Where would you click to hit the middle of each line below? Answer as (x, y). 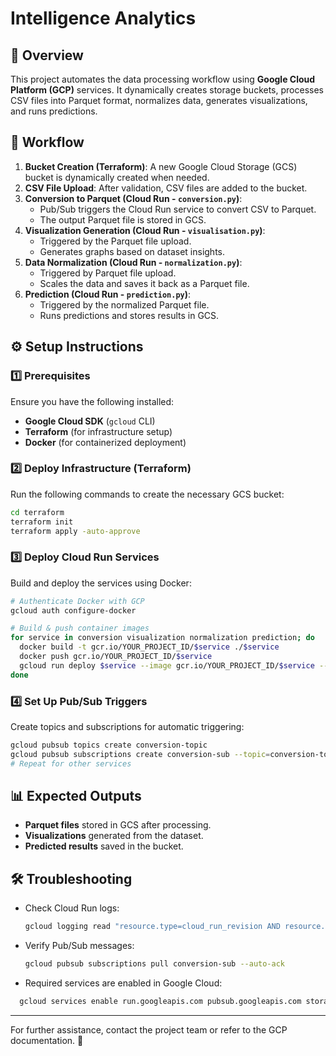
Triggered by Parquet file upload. (108, 273)
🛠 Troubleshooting (71, 878)
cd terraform (37, 512)
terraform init (42, 522)
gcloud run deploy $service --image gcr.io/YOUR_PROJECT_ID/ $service (167, 665)
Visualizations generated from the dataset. (114, 836)
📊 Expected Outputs (76, 796)
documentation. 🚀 (47, 1040)
